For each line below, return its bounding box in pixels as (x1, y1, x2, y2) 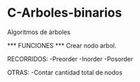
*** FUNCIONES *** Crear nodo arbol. (7, 41, 116, 49)
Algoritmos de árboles (7, 28, 71, 36)
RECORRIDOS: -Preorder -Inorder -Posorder (7, 54, 134, 63)
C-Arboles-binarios (7, 5, 123, 21)
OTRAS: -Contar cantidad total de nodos (7, 68, 123, 76)
